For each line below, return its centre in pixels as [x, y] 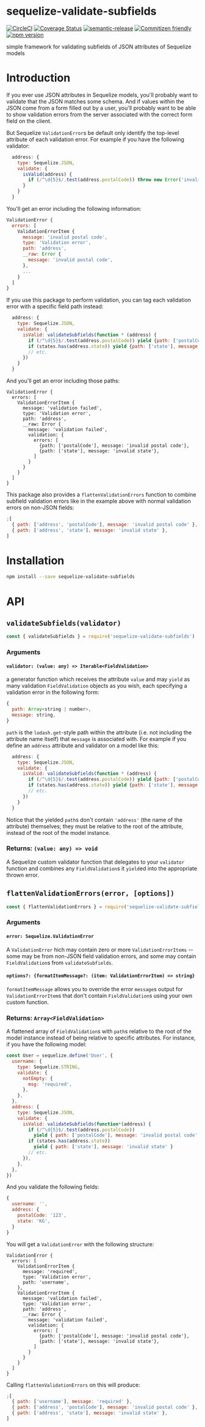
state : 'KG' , [34, 1221]
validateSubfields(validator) [64, 623]
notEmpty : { [38, 1078]
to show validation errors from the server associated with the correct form [99, 114]
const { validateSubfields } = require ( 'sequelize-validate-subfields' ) [101, 637]
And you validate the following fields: [53, 1187]
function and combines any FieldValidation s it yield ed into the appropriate [102, 868]
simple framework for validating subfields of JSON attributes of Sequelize [99, 47]
